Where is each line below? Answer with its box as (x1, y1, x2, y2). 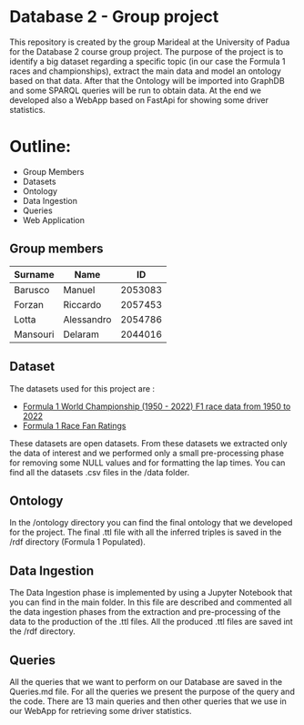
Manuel (63, 283, 96, 296)
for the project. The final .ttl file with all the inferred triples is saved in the (9, 526, 282, 538)
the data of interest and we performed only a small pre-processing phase (9, 447, 285, 458)
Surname (14, 268, 55, 281)
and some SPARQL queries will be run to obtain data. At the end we (9, 85, 262, 96)
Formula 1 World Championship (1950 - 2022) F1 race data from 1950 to (22, 401, 291, 412)
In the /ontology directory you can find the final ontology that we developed (9, 517, 293, 528)
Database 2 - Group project (9, 6, 219, 27)
